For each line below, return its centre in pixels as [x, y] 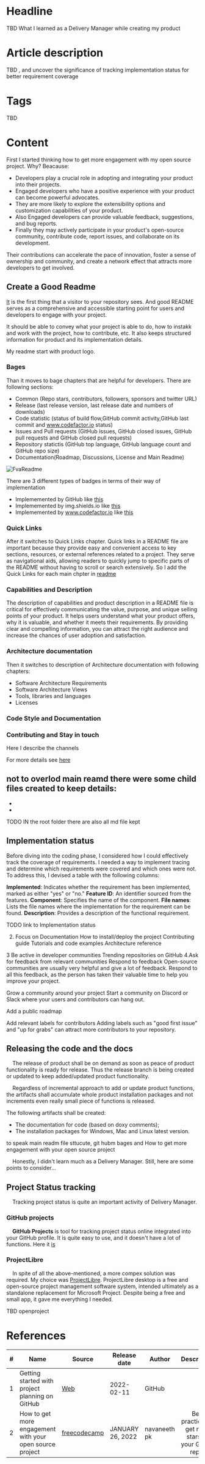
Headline [30, 11]
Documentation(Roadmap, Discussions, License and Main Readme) [100, 457]
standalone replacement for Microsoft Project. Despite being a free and [96, 1293]
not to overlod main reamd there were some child [102, 779]
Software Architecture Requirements [61, 683]
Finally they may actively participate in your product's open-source [99, 230]
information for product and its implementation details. [75, 339]
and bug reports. [36, 223]
